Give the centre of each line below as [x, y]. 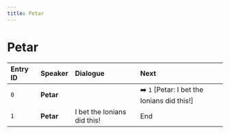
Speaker [54, 73]
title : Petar [26, 13]
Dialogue [90, 73]
